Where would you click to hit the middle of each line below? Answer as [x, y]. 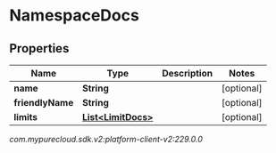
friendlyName [44, 103]
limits [26, 117]
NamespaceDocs [75, 16]
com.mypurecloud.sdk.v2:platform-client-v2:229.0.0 [106, 139]
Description [187, 73]
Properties [39, 48]
